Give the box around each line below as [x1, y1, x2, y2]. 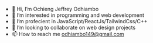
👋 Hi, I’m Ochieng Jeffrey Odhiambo [11, 6, 99, 12]
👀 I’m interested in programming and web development [11, 12, 145, 19]
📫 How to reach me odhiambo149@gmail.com [11, 31, 124, 37]
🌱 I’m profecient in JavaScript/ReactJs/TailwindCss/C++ [11, 18, 148, 24]
